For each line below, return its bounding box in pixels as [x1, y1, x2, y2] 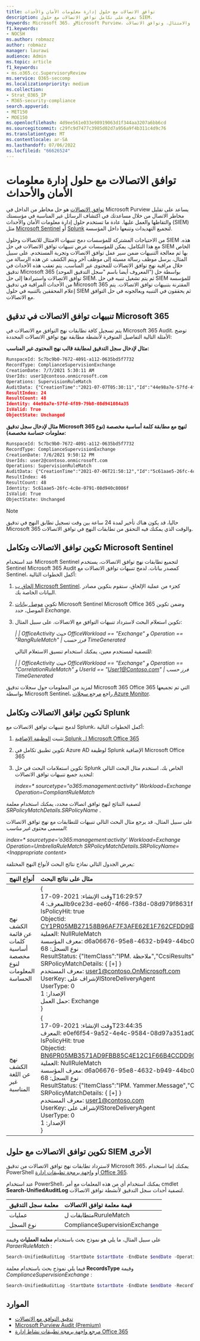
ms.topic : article [6, 59, 52, 65]
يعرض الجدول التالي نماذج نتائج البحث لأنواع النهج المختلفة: [6, 860, 135, 867]
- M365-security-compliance [6, 97, 76, 103]
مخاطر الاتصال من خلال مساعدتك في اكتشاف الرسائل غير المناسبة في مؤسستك [6, 212, 185, 219]
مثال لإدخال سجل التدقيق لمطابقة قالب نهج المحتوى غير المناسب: [6, 345, 149, 352]
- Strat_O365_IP [6, 92, 46, 98]
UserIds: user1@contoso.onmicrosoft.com [6, 373, 108, 379]
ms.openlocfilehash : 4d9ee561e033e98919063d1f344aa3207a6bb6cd [6, 120, 167, 126]
